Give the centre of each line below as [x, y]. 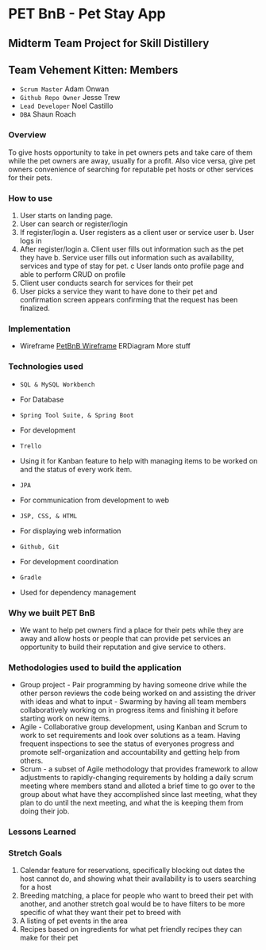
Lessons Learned [42, 832]
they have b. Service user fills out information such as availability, [127, 257]
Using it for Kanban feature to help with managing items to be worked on [139, 460]
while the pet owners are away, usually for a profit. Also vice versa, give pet [132, 160]
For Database [42, 399]
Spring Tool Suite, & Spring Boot [77, 415]
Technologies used [46, 367]
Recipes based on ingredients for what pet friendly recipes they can [131, 929]
